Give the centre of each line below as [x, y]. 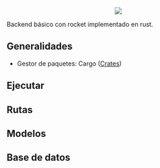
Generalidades [40, 46]
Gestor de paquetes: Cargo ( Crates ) [69, 64]
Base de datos [39, 158]
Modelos [27, 133]
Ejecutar [25, 86]
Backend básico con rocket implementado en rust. [80, 24]
